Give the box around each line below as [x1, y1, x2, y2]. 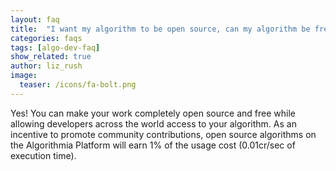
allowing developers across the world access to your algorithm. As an [10, 117, 297, 130]
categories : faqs [10, 33, 83, 43]
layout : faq [10, 14, 60, 25]
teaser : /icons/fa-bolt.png [19, 80, 137, 90]
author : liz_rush [10, 61, 83, 71]
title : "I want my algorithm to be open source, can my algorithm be [10, 24, 311, 34]
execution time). [10, 149, 77, 161]
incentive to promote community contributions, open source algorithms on [10, 128, 317, 140]
